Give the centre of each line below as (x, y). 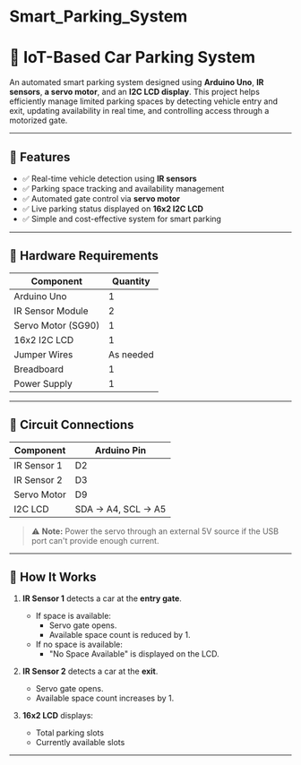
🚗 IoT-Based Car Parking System (133, 58)
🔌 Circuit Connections (72, 425)
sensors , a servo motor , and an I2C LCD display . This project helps (134, 92)
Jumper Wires (43, 354)
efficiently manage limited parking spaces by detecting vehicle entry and (144, 101)
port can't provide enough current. (95, 540)
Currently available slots (80, 743)
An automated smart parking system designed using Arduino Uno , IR (137, 82)
